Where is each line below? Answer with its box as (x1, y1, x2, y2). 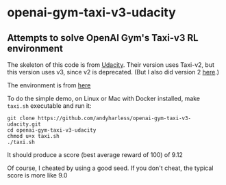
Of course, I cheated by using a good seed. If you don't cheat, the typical (7, 164, 214, 172)
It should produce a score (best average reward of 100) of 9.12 (7, 151, 183, 158)
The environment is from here (7, 81, 91, 89)
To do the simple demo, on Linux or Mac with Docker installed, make (7, 94, 201, 102)
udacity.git (7, 121, 41, 128)
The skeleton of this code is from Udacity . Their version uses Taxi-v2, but (7, 61, 214, 69)
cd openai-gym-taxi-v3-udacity (7, 127, 97, 134)
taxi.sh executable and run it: (7, 102, 92, 110)
